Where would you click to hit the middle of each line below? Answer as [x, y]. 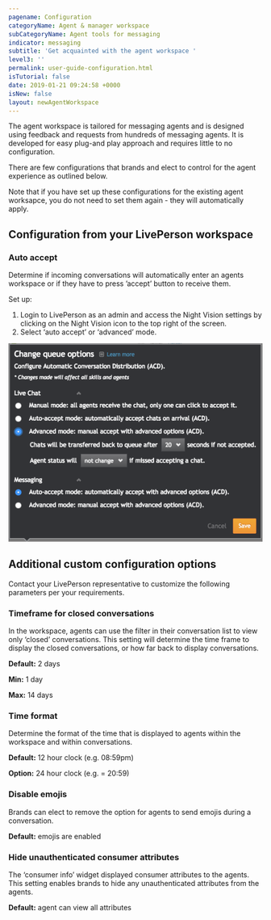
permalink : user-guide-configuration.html [81, 69]
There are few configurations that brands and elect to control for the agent [132, 168]
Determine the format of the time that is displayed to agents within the [125, 733]
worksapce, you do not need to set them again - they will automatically [126, 200]
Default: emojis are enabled [55, 836]
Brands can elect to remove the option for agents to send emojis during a [130, 812]
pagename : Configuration [50, 17]
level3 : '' [27, 60]
